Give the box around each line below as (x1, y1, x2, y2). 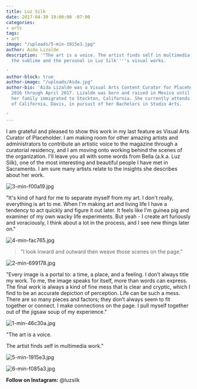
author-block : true (6, 74, 54, 80)
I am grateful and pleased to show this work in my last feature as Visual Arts (6, 127, 189, 135)
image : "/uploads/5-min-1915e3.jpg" (6, 42, 96, 48)
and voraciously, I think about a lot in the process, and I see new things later (6, 219, 190, 226)
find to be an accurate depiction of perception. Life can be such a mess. (6, 289, 181, 296)
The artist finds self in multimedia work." (6, 342, 104, 349)
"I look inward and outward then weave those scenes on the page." (20, 248, 183, 255)
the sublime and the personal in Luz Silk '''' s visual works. (11, 57, 167, 63)
